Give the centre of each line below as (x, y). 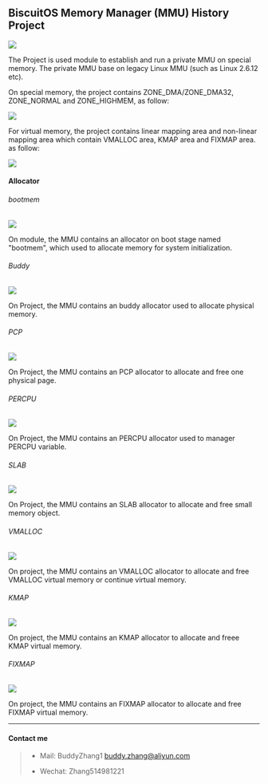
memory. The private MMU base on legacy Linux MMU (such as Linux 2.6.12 (133, 68)
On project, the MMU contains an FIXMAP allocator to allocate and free (125, 704)
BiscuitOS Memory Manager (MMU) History (119, 13)
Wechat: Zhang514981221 (82, 771)
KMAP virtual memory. (45, 646)
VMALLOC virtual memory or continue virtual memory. (97, 579)
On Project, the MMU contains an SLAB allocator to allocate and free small (130, 505)
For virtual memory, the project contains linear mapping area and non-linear (133, 131)
